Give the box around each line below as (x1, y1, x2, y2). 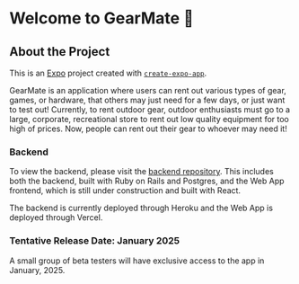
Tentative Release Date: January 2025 (9, 235, 180, 247)
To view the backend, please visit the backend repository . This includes (9, 166, 274, 177)
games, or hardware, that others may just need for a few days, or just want (9, 94, 286, 105)
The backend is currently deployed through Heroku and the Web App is (9, 202, 274, 214)
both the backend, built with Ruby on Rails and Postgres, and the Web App (9, 175, 285, 187)
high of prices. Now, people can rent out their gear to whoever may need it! (9, 123, 287, 134)
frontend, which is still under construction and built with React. (9, 185, 241, 196)
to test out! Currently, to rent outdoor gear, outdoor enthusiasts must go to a (9, 104, 290, 115)
